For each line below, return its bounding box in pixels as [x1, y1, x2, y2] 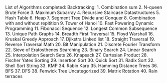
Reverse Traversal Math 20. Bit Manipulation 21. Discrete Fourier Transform [5, 41, 160, 47]
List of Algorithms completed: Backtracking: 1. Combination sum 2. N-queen [5, 4, 162, 10]
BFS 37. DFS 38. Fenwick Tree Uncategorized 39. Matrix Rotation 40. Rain [5, 68, 158, 74]
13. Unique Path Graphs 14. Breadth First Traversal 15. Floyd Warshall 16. [5, 31, 154, 36]
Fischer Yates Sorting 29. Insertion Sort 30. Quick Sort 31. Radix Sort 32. [5, 57, 155, 63]
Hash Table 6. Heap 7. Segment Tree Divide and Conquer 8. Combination [5, 15, 155, 20]
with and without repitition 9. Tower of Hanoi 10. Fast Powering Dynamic [5, 20, 154, 26]
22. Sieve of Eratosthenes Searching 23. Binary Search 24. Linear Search [5, 47, 156, 52]
